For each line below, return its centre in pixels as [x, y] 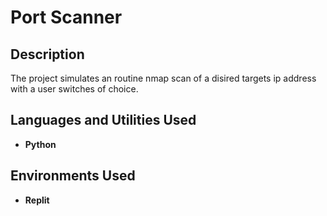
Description [47, 54]
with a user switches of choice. [74, 89]
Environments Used [73, 176]
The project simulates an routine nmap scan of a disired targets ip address [163, 78]
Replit [37, 200]
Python [40, 144]
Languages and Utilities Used [103, 120]
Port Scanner [66, 17]
